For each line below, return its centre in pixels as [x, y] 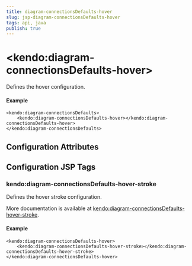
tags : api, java [26, 23]
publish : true [24, 28]
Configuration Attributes [52, 147]
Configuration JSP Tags [51, 167]
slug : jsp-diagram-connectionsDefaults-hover [63, 17]
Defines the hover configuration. [46, 87]
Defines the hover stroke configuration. [54, 197]
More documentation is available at [49, 208]
